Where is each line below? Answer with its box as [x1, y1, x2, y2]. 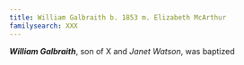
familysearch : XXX [9, 21, 78, 30]
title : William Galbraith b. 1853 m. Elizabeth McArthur [9, 12, 227, 22]
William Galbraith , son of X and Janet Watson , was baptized [9, 45, 235, 56]
